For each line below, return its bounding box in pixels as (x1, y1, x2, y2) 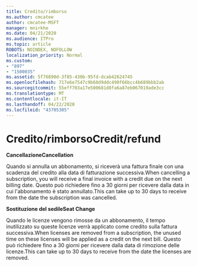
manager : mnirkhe (6, 25, 49, 31)
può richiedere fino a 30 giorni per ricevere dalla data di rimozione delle (6, 242, 180, 249)
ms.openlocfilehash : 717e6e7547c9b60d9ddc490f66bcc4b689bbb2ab (6, 80, 165, 86)
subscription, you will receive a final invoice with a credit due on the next (6, 176, 182, 183)
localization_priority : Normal (6, 52, 83, 58)
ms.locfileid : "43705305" (6, 107, 69, 113)
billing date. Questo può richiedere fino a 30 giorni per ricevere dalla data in (6, 181, 189, 188)
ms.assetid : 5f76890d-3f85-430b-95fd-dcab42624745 (6, 74, 133, 80)
